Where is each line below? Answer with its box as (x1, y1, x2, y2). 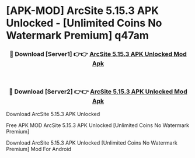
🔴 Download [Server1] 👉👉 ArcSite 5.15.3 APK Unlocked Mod (9, 50, 187, 58)
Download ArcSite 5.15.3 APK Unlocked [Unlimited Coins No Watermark (6, 139, 178, 146)
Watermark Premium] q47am (6, 29, 149, 42)
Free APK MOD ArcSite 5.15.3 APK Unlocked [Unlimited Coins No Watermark (6, 121, 190, 129)
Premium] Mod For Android (6, 145, 72, 152)
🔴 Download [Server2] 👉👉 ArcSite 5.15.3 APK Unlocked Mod (8, 87, 188, 96)
